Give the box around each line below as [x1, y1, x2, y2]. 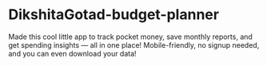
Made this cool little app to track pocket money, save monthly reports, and [8, 32, 253, 41]
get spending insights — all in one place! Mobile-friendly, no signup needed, [8, 40, 260, 49]
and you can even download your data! [8, 49, 137, 58]
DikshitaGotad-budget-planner [8, 6, 220, 24]
